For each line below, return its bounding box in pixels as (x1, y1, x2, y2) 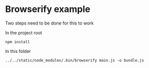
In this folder (5, 48, 31, 54)
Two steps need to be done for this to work (5, 20, 94, 26)
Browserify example (5, 3, 90, 15)
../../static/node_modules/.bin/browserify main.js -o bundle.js (5, 57, 144, 63)
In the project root (5, 29, 42, 35)
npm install (5, 39, 30, 44)
